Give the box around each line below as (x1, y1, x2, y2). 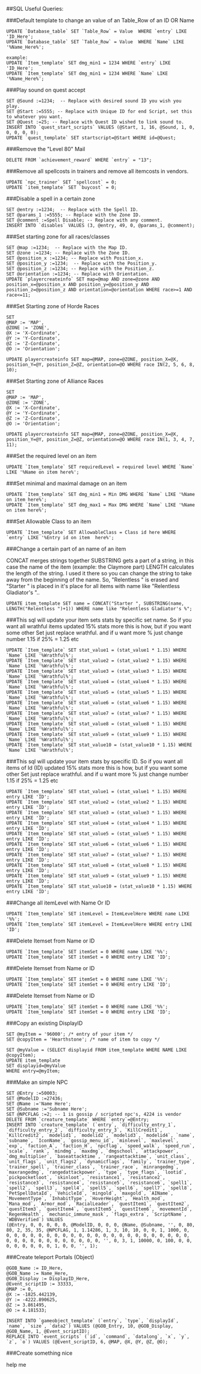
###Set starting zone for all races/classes (6, 233, 110, 240)
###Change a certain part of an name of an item (6, 545, 126, 552)
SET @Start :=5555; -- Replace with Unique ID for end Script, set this (6, 108, 193, 114)
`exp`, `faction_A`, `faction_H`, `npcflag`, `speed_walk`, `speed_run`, (6, 1143, 196, 1149)
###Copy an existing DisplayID (6, 1020, 83, 1027)
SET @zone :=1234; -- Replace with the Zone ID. (6, 250, 131, 256)
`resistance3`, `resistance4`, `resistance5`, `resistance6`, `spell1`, (6, 1180, 193, 1186)
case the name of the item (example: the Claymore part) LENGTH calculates (6, 563, 194, 571)
